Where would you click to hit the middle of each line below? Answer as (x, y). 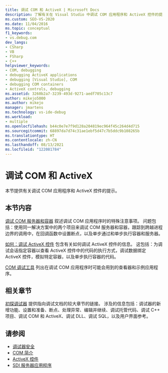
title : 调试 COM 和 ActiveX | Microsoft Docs (52, 10)
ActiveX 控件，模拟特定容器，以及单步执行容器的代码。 (62, 256)
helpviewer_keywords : (28, 66)
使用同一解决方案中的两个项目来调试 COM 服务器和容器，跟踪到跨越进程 (88, 227)
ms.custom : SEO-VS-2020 (30, 19)
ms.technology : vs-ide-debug (35, 112)
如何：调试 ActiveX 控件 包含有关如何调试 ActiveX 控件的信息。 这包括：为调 (84, 244)
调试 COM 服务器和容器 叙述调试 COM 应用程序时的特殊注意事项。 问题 (78, 221)
